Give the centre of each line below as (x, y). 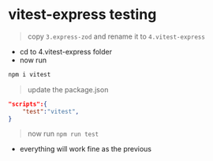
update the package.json (68, 89)
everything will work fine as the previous (86, 149)
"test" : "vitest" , (51, 111)
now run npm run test (63, 134)
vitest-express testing (82, 15)
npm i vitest (30, 74)
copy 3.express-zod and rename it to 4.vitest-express (116, 36)
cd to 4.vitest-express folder (66, 51)
